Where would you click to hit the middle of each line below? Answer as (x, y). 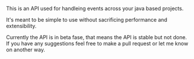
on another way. (26, 50)
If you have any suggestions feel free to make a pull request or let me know (97, 44)
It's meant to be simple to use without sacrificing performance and (87, 20)
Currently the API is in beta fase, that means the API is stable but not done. (96, 37)
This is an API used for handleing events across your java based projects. (95, 8)
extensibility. (21, 26)
